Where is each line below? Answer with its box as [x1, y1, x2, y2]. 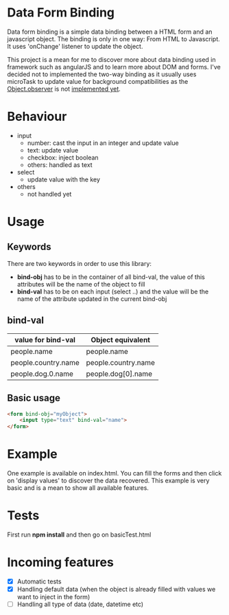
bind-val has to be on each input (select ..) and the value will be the [16, 287, 209, 295]
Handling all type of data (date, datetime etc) [16, 600, 144, 609]
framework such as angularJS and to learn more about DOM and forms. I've [7, 63, 221, 71]
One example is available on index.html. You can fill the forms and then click [7, 469, 222, 478]
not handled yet [27, 190, 72, 198]
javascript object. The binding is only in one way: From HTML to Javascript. [7, 34, 221, 43]
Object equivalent [91, 335, 151, 344]
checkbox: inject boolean [27, 153, 99, 161]
